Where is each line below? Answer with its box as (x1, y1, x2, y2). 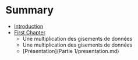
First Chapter (13, 29, 46, 36)
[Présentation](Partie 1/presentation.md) (22, 47, 119, 54)
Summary (5, 3, 54, 17)
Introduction (13, 23, 44, 30)
